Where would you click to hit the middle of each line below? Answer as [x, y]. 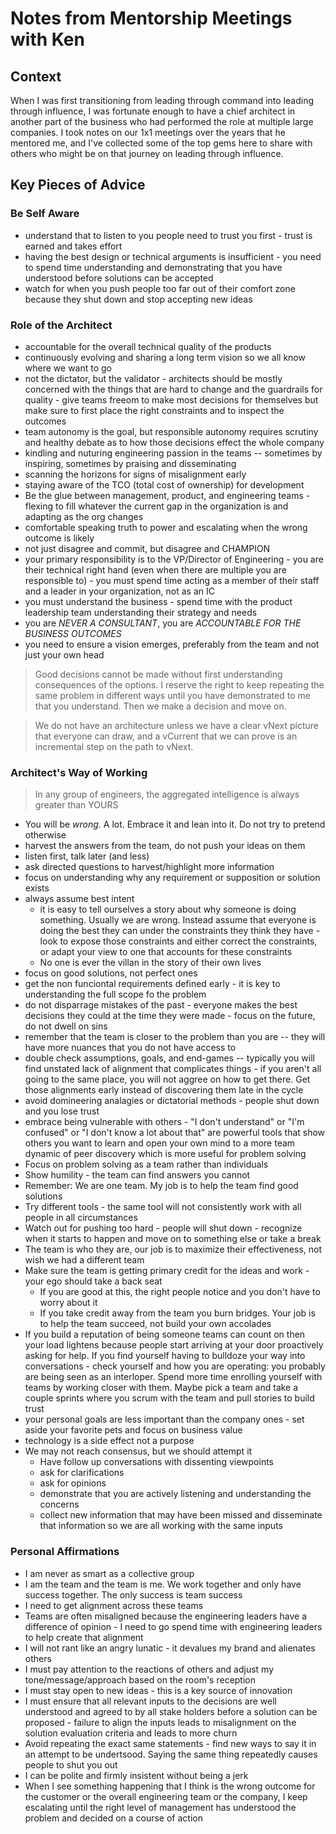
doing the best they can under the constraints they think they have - [180, 931]
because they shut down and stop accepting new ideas [138, 299]
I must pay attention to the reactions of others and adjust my [149, 1669]
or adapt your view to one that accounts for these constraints [166, 952]
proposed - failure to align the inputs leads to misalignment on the [160, 1722]
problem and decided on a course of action [113, 1818]
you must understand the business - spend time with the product [158, 601]
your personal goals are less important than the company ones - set [164, 1419]
